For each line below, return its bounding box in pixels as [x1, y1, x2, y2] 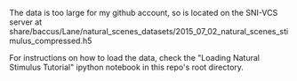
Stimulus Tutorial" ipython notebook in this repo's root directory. [9, 62, 245, 72]
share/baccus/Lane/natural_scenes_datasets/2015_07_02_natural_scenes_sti [9, 26, 289, 36]
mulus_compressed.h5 [9, 35, 92, 46]
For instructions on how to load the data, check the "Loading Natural [9, 53, 261, 63]
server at [9, 17, 43, 27]
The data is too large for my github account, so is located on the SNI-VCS [9, 8, 278, 18]
